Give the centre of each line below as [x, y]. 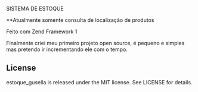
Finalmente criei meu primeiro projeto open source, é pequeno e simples [95, 43]
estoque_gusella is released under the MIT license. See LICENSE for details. [99, 82]
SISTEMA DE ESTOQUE [35, 9]
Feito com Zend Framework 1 [42, 31]
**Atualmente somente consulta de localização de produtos [80, 20]
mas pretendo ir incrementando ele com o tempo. [67, 49]
